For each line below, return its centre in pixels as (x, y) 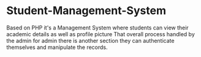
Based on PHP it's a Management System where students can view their (97, 28)
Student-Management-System (86, 11)
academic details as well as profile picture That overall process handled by (100, 34)
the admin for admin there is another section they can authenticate (90, 40)
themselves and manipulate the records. (57, 47)
